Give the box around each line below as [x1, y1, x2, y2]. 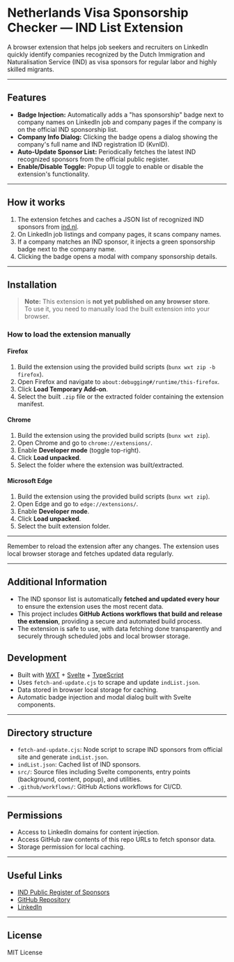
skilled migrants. [7, 65, 54, 73]
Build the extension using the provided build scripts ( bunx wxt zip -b [17, 362, 216, 371]
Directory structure [7, 727, 93, 739]
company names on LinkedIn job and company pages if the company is [17, 117, 223, 126]
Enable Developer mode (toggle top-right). [17, 445, 141, 454]
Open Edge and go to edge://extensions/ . [17, 499, 139, 508]
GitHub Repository [17, 895, 71, 903]
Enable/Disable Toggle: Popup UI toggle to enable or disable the [17, 162, 204, 170]
